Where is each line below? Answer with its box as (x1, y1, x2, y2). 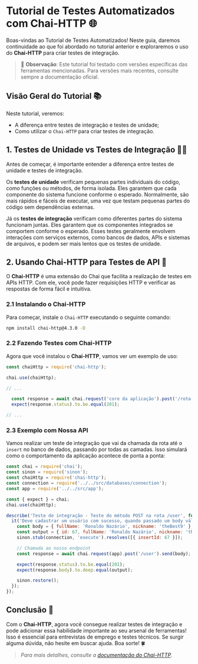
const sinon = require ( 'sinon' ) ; (6, 469, 88, 475)
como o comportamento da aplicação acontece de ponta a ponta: (6, 452, 166, 459)
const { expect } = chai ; (6, 496, 70, 502)
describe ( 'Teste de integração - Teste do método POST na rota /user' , (6, 512, 186, 518)
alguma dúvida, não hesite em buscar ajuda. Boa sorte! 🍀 (6, 639, 146, 646)
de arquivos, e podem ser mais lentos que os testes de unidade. (6, 240, 162, 247)
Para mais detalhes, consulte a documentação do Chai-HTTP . (20, 651, 173, 658)
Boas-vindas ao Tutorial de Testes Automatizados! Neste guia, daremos (6, 37, 180, 44)
